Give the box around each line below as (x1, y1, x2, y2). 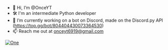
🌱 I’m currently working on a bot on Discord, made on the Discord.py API (12, 17, 163, 23)
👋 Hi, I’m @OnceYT (12, 5, 52, 10)
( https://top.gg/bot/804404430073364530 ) (12, 23, 104, 28)
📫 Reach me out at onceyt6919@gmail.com (12, 28, 104, 34)
